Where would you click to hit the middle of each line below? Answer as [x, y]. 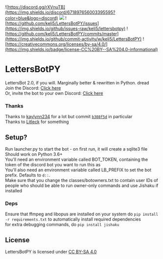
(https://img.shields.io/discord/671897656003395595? [60, 12]
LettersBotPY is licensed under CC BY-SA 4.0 [51, 252]
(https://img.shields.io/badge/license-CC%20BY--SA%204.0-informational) [81, 49]
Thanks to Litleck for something [37, 122]
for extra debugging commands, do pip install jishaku [62, 225]
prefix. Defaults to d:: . [28, 175]
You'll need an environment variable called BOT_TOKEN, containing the [77, 159]
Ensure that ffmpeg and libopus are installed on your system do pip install [81, 214]
